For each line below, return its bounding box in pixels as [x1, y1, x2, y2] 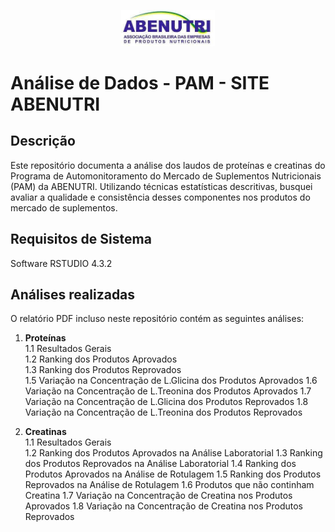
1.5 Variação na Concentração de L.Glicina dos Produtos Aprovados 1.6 [24, 375, 318, 387]
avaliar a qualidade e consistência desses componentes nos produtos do [10, 191, 311, 203]
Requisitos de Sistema [10, 231, 152, 248]
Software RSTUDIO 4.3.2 [10, 257, 113, 269]
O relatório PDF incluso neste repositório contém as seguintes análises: [10, 313, 305, 325]
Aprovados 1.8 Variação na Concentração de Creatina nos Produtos [24, 500, 303, 512]
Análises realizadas [10, 286, 136, 303]
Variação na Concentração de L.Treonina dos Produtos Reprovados [24, 406, 303, 419]
